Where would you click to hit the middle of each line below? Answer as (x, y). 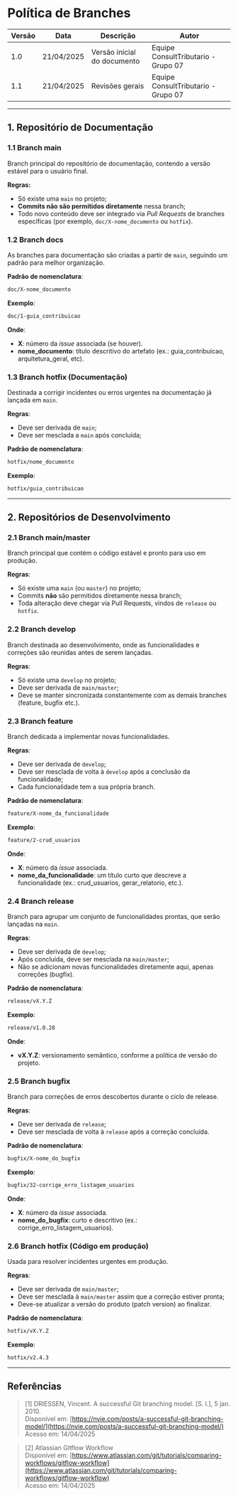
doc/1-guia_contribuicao (44, 316)
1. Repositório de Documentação (80, 128)
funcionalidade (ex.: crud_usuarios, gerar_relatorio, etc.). (100, 883)
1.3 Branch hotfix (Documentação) (67, 377)
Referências (35, 1387)
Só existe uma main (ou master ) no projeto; (79, 588)
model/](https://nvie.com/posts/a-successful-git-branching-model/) (124, 1426)
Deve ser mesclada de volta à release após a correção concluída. (113, 1132)
